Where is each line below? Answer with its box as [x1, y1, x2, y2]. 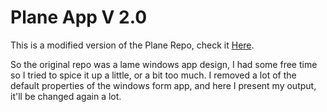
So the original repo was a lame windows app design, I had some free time [10, 58, 318, 70]
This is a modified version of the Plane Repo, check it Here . [10, 39, 255, 51]
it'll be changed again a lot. [10, 90, 122, 102]
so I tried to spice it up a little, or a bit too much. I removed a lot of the [10, 69, 297, 81]
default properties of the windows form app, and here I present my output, [10, 79, 317, 91]
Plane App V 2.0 [10, 6, 148, 29]
